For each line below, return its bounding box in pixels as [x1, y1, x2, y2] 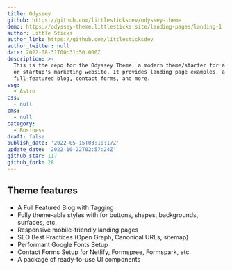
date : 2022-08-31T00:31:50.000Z [7, 49, 101, 56]
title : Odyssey [7, 10, 51, 17]
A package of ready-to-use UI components [17, 255, 141, 263]
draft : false [7, 133, 45, 140]
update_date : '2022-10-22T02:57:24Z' [7, 146, 117, 153]
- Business [13, 127, 45, 134]
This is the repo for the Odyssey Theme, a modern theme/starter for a [13, 62, 226, 69]
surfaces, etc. [17, 218, 57, 226]
